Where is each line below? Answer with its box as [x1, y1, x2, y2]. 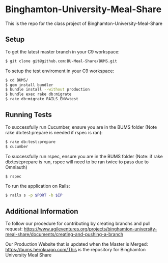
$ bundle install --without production [5, 87, 90, 92]
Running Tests [5, 110, 52, 119]
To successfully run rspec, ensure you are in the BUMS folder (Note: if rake [5, 153, 163, 159]
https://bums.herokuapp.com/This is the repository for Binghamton [5, 247, 146, 253]
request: [5, 226, 23, 232]
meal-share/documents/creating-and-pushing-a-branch [5, 231, 124, 238]
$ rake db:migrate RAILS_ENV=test [5, 97, 79, 102]
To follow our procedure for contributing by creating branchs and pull [5, 220, 151, 227]
